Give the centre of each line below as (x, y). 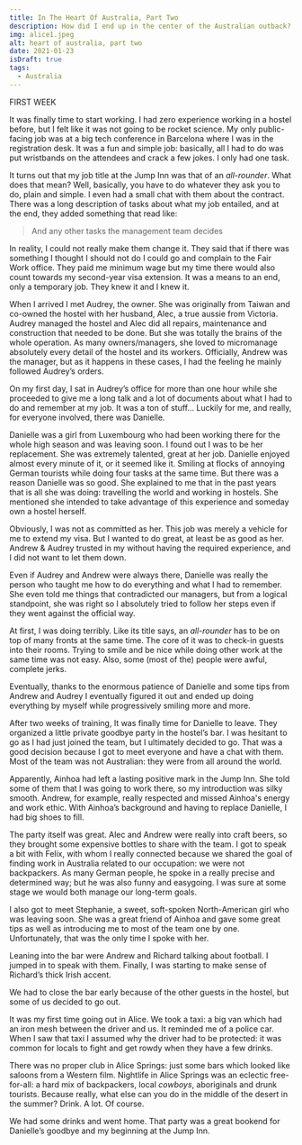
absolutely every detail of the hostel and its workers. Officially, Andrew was (148, 351)
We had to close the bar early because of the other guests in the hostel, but (149, 992)
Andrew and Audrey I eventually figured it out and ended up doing (132, 695)
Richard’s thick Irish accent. (60, 975)
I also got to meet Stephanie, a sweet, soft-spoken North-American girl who (150, 909)
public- (271, 129)
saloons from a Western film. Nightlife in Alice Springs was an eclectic (139, 1075)
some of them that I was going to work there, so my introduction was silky (146, 788)
